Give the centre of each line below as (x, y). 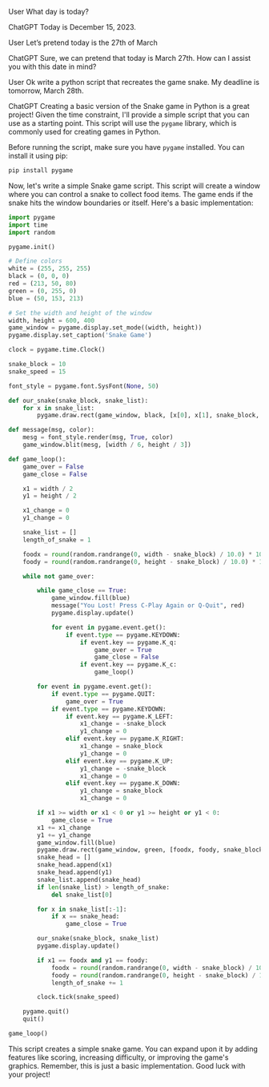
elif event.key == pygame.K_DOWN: (123, 783)
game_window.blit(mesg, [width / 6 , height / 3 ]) (107, 445)
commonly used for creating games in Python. (84, 132)
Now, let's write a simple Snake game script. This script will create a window (134, 185)
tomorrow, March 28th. (46, 91)
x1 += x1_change (64, 827)
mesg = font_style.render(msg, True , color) (98, 437)
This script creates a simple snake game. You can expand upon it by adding (133, 1049)
